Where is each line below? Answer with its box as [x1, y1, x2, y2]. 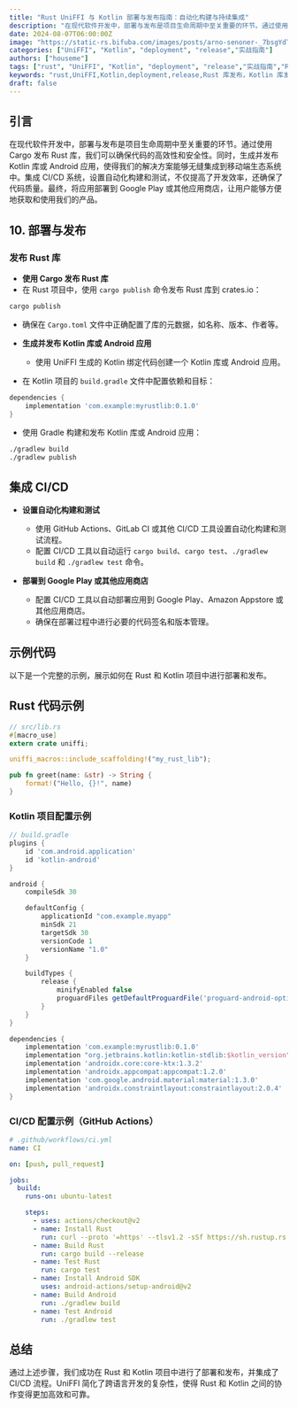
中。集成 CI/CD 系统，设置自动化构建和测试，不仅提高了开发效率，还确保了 [9, 172, 284, 182]
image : [9, 37, 34, 47]
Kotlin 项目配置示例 [9, 809, 92, 822]
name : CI [9, 1143, 42, 1152]
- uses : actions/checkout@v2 [32, 1217, 141, 1226]
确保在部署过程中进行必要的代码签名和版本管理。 [34, 616, 214, 627]
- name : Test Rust [32, 1257, 101, 1266]
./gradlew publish [9, 453, 77, 461]
